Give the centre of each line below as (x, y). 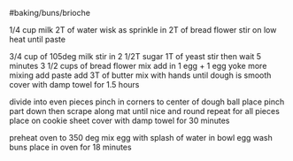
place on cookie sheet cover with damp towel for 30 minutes (120, 120)
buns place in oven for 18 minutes (70, 147)
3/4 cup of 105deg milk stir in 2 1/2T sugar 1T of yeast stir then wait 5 (135, 56)
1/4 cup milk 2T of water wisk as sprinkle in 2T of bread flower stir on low (143, 30)
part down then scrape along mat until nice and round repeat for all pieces (145, 111)
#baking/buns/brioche (50, 13)
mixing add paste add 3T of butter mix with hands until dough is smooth (140, 75)
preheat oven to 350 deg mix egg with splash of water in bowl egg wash (141, 138)
